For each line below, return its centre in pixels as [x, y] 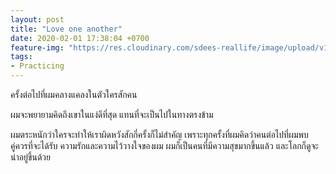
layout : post [37, 19]
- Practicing [37, 66]
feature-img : [37, 47]
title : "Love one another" [66, 29]
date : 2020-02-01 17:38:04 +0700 [80, 38]
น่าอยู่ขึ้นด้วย [30, 157]
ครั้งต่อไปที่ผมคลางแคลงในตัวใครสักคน [74, 94]
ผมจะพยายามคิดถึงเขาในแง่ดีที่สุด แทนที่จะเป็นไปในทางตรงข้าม [112, 114]
